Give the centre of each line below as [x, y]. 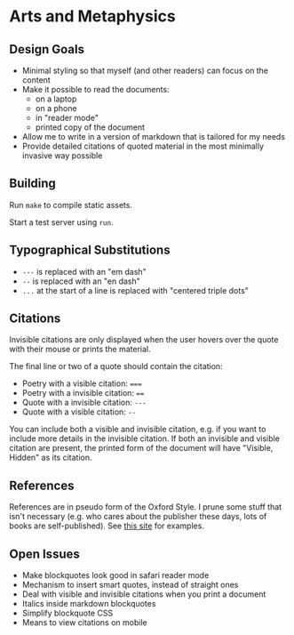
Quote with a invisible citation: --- [84, 403]
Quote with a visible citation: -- [79, 412]
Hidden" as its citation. [51, 458]
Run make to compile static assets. [71, 205]
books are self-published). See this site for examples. [107, 526]
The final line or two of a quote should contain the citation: [116, 366]
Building [32, 184]
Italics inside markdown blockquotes [89, 604]
